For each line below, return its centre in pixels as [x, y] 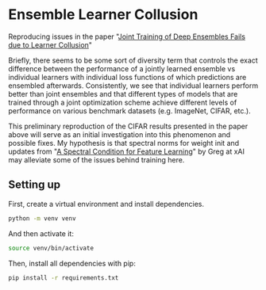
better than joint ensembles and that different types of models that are [123, 93]
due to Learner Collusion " [50, 44]
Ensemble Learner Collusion [103, 15]
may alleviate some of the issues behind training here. [96, 159]
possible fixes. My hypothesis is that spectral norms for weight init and [124, 143]
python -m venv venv [42, 218]
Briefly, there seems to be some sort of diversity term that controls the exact [133, 60]
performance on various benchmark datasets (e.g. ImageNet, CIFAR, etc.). [130, 111]
